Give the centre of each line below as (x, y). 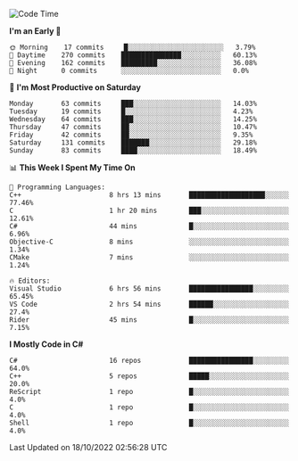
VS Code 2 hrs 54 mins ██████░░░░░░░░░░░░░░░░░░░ (149, 304)
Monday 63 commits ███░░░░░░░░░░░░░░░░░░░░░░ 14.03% (133, 103)
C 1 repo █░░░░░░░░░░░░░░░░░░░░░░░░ (149, 407)
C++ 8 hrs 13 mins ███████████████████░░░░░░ (149, 195)
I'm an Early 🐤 (35, 31)
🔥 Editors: (30, 281)
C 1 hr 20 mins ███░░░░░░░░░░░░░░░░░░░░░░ (149, 210)
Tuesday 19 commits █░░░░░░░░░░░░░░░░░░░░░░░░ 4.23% (131, 111)
